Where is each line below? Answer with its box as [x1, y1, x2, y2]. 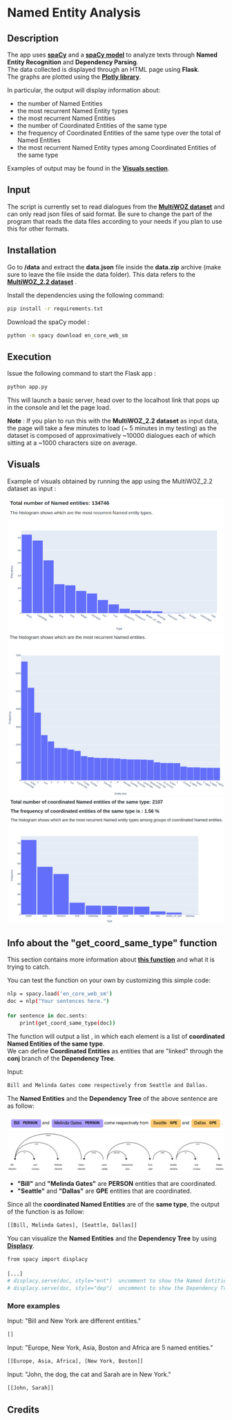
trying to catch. [7, 963, 50, 971]
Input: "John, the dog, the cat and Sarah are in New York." [7, 1370, 171, 1379]
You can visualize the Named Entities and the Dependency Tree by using [7, 1234, 217, 1242]
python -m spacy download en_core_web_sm [7, 332, 128, 339]
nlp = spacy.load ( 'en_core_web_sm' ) [7, 990, 113, 997]
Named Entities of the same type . [7, 1039, 105, 1048]
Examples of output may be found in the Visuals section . [7, 164, 170, 172]
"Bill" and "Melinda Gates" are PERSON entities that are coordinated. [17, 1179, 217, 1187]
